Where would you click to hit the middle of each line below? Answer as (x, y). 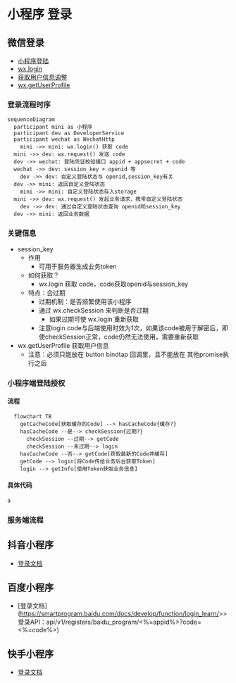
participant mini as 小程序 (53, 127)
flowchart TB (33, 416)
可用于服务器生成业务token (78, 266)
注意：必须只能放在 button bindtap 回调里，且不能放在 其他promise (125, 354)
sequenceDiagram (31, 120)
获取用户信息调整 (42, 77)
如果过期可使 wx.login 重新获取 (94, 319)
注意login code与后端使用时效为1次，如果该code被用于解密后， (130, 327)
